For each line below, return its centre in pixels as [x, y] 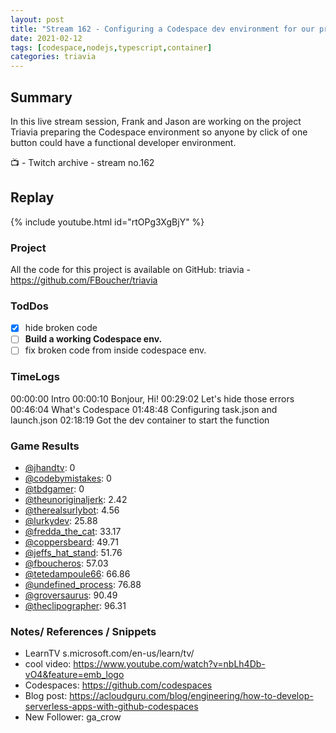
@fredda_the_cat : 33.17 [73, 532]
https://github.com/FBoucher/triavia [84, 280]
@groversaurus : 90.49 [71, 595]
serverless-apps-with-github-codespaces [111, 707]
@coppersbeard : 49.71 [71, 542]
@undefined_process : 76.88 [83, 585]
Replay [32, 197]
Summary [41, 97]
